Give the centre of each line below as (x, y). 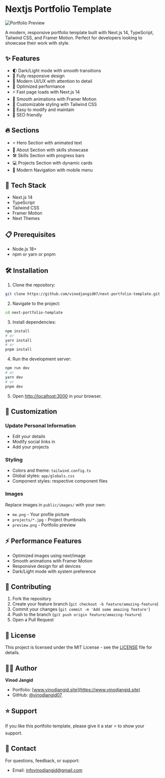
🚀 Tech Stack (26, 185)
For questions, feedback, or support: (42, 760)
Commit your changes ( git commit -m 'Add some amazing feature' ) (81, 609)
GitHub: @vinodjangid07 (37, 695)
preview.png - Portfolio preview (44, 525)
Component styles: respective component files (60, 481)
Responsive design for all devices (46, 566)
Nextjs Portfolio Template (59, 9)
